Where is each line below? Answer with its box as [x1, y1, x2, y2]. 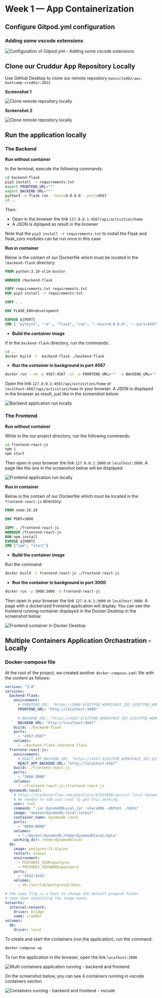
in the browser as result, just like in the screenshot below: [5, 391, 120, 397]
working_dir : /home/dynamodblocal [13, 838, 83, 842]
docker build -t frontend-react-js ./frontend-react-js [5, 571, 120, 576]
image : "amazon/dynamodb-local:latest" [13, 810, 94, 815]
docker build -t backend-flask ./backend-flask [5, 354, 105, 359]
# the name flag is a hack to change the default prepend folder [5, 891, 139, 896]
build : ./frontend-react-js [13, 765, 70, 770]
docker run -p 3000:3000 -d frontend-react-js [5, 589, 100, 594]
